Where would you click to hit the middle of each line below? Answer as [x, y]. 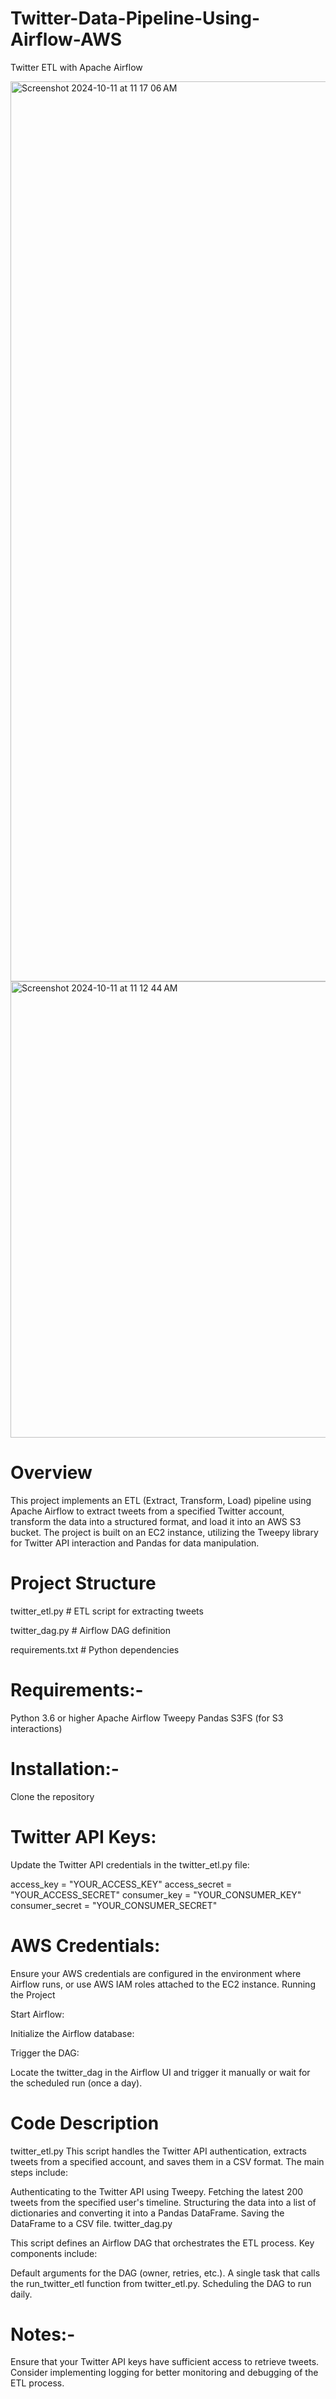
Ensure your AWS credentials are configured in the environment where [156, 1973]
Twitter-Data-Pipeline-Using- [135, 18]
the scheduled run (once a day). [76, 2083]
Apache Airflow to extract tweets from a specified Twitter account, [147, 1511]
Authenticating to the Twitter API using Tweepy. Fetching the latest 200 [157, 2191]
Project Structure [83, 1583]
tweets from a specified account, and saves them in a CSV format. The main [167, 2161]
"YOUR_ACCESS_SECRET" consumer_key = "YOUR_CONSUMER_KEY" [156, 1894]
